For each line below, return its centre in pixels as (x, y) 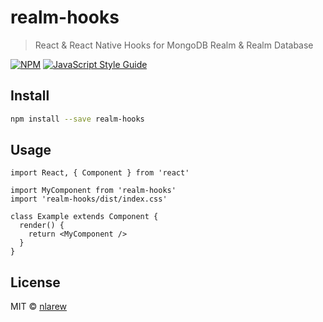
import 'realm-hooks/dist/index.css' (89, 199)
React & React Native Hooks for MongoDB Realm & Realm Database (174, 45)
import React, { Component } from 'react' (100, 173)
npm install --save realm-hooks (77, 119)
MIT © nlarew (39, 307)
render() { (42, 226)
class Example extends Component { (84, 217)
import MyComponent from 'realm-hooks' (93, 191)
